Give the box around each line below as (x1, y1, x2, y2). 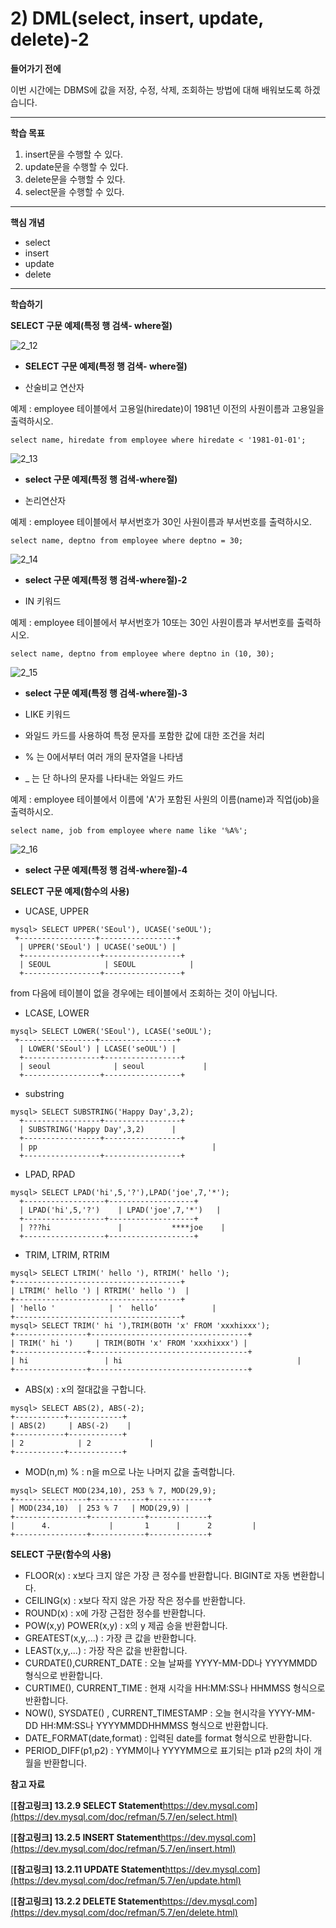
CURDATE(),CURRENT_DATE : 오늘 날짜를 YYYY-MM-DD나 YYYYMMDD (24, 1657, 318, 1669)
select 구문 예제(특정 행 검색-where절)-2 (24, 573, 188, 586)
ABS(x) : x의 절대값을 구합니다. (24, 1383, 147, 1395)
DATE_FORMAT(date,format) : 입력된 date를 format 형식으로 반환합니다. (24, 1732, 313, 1744)
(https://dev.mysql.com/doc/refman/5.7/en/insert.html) (10, 1842, 237, 1854)
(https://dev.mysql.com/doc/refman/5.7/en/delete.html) (10, 1906, 238, 1918)
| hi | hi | (10, 1355, 302, 1366)
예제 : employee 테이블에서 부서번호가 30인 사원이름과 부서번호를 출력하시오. (10, 515, 313, 527)
